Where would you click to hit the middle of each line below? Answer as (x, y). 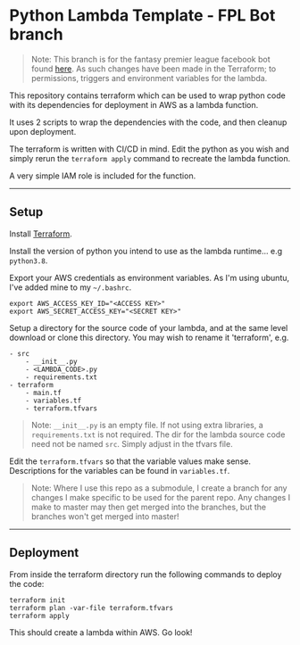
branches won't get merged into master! (105, 516)
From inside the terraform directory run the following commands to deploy (146, 574)
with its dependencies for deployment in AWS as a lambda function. (134, 104)
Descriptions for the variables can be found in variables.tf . (120, 470)
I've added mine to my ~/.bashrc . (71, 287)
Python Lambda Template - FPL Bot (142, 16)
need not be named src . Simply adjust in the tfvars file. (132, 443)
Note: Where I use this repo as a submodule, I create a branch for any (159, 488)
